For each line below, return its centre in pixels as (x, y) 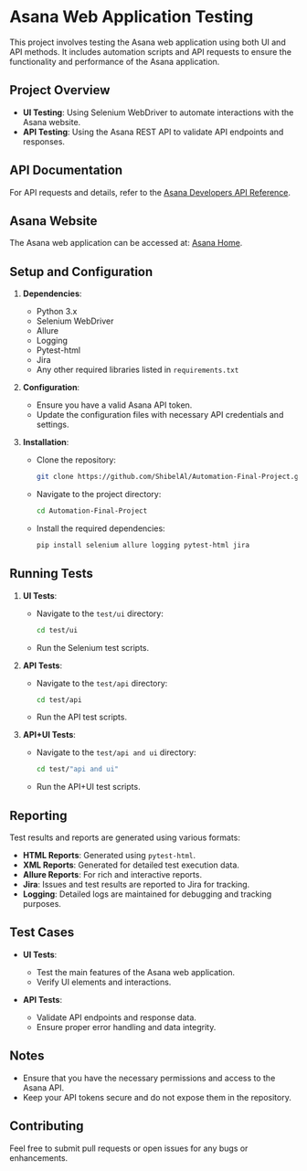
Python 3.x (57, 312)
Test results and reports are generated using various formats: (125, 837)
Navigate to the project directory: (99, 495)
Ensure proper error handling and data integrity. (126, 1027)
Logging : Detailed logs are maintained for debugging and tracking (147, 894)
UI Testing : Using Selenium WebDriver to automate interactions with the (158, 112)
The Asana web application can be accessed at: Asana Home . (126, 243)
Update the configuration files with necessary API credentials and (160, 415)
